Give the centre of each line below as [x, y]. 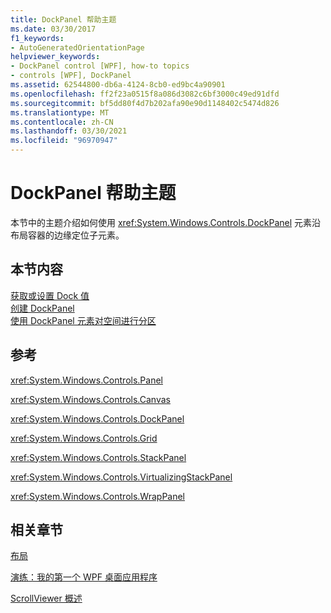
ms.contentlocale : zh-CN [62, 122]
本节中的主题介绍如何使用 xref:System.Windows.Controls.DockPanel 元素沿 [166, 222]
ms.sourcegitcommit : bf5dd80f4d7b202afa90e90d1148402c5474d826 [145, 103]
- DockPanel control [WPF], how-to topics [100, 66]
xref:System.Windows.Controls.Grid [84, 438]
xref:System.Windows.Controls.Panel [86, 380]
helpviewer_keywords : [55, 57]
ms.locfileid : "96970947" [64, 141]
